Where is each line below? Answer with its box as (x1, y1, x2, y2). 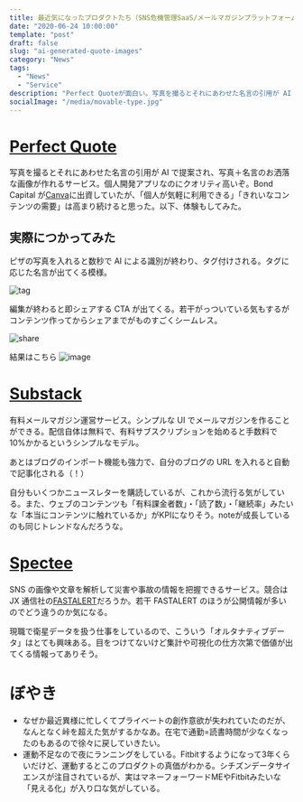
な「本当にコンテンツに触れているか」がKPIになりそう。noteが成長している (9, 509, 290, 520)
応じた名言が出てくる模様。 (9, 267, 113, 278)
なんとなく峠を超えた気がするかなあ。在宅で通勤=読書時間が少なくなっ (22, 726, 289, 737)
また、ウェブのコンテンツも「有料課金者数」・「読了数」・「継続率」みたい (24, 499, 294, 509)
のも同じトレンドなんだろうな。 (9, 521, 128, 532)
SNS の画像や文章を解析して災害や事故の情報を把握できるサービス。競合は (9, 584, 289, 594)
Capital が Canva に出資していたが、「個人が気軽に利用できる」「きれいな (9, 190, 274, 200)
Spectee (9, 553, 74, 574)
